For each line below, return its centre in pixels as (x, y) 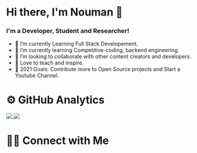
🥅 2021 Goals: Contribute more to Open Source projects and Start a (98, 69)
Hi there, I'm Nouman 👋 (64, 12)
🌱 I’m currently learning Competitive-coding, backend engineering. (97, 50)
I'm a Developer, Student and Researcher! (68, 31)
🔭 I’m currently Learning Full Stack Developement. (76, 44)
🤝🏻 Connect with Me (58, 140)
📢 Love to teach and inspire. (49, 63)
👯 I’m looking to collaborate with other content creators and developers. (103, 57)
